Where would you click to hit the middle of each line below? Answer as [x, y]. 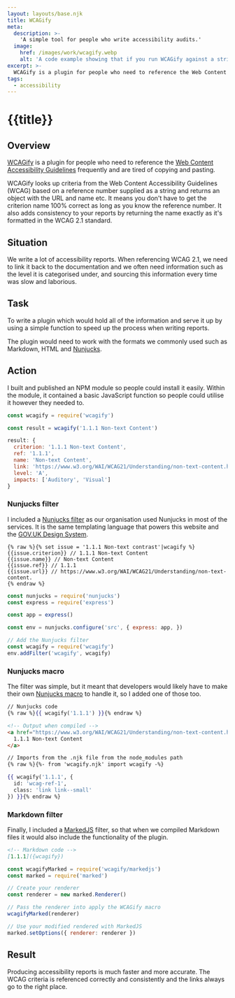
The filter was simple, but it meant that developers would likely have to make [117, 687]
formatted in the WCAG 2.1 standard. [60, 220]
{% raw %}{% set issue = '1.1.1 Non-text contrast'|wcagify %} [101, 547]
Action [22, 371]
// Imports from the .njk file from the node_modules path [95, 758]
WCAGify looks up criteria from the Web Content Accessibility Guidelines [113, 183]
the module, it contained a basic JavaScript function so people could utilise [116, 395]
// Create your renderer [43, 888]
